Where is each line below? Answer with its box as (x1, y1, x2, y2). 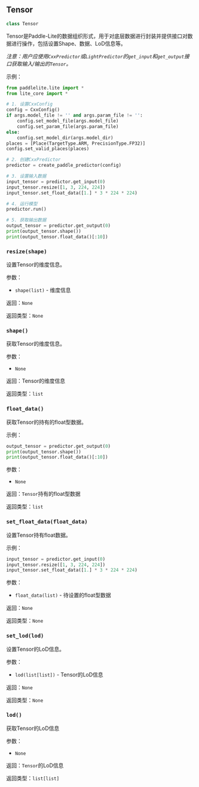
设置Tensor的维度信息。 (6, 261, 66, 268)
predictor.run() (6, 207, 47, 213)
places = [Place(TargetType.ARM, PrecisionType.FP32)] (6, 140, 146, 146)
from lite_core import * (6, 90, 68, 97)
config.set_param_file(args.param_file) (17, 123, 119, 130)
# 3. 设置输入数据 (6, 173, 47, 179)
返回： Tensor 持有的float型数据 (6, 490, 81, 498)
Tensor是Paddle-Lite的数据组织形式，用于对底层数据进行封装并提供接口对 (6, 32, 188, 40)
